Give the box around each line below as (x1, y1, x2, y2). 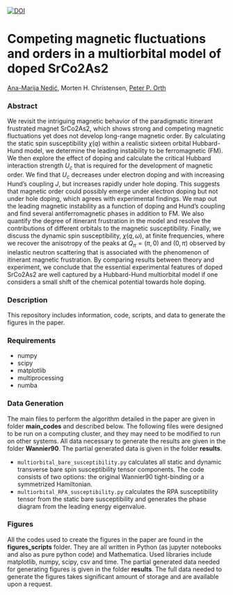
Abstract (7, 101, 38, 111)
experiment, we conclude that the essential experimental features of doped (7, 262, 223, 271)
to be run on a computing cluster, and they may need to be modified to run (7, 429, 220, 437)
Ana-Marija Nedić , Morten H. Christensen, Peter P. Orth (7, 84, 166, 92)
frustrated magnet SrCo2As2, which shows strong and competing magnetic (7, 124, 224, 133)
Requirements (7, 336, 56, 345)
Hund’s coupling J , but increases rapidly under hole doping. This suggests (7, 179, 220, 188)
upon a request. (7, 580, 53, 588)
